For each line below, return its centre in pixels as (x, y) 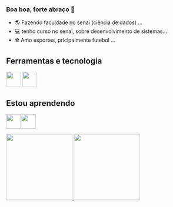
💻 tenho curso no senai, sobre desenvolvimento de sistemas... (91, 31)
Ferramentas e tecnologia (54, 61)
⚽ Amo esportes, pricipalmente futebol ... (65, 40)
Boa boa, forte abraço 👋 (40, 9)
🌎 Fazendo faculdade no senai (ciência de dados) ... (79, 22)
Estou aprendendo (41, 103)
